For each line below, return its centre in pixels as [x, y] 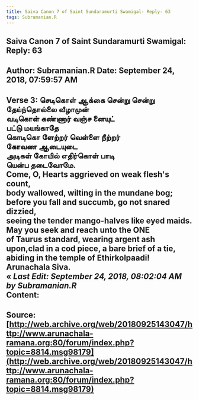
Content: [23, 295]
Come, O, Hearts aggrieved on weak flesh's [88, 174]
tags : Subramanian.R [32, 17]
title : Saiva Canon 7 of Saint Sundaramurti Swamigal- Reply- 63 [88, 12]
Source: [21, 315]
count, [19, 184]
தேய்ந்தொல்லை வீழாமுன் [48, 109]
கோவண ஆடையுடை [42, 146]
